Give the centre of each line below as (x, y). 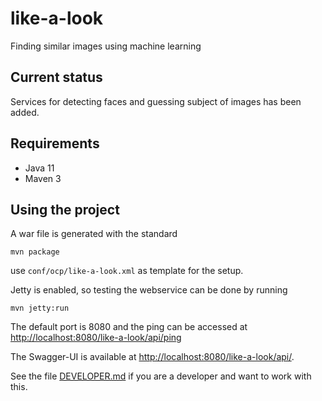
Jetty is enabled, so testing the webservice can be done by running (149, 290)
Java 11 (39, 168)
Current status (56, 77)
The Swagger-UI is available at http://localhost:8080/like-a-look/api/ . (152, 357)
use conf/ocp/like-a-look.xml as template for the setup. (127, 271)
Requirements (55, 143)
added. (25, 112)
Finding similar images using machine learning (106, 46)
